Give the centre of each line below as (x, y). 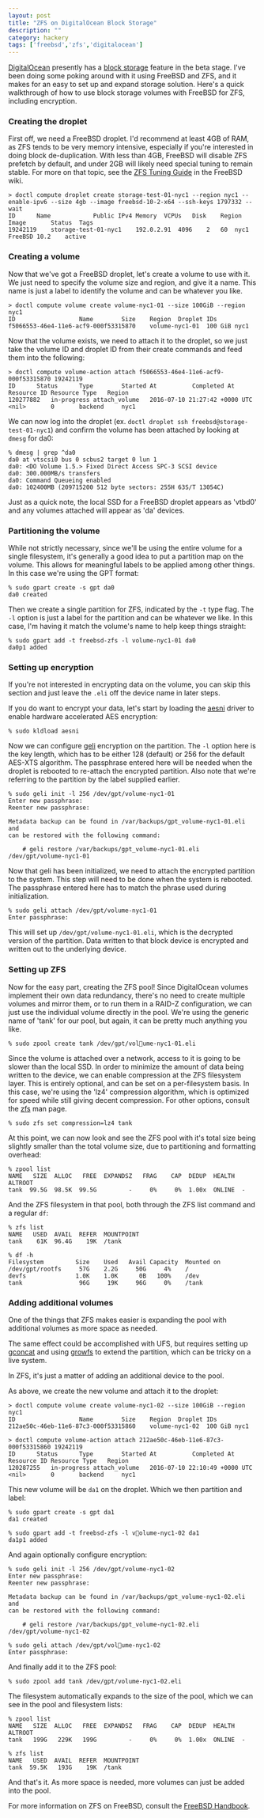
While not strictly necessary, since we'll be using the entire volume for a (125, 548)
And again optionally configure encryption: (78, 1555)
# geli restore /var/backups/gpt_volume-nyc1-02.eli (111, 1624)
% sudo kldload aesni (44, 731)
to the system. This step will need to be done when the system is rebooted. (130, 880)
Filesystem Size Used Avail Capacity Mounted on (115, 1262)
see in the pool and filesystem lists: (66, 1704)
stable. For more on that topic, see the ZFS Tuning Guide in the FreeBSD (125, 172)
